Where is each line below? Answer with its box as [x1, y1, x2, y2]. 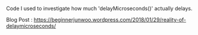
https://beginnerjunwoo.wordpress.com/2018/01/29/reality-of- [33, 16, 187, 23]
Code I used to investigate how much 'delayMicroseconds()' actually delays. [6, 5, 193, 12]
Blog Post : [6, 16, 33, 23]
